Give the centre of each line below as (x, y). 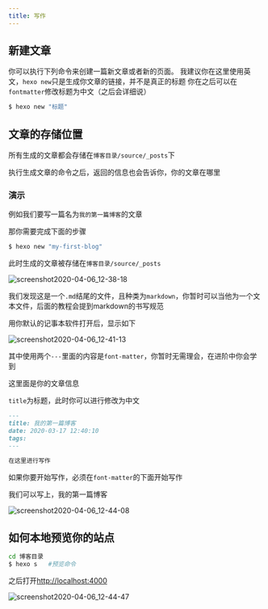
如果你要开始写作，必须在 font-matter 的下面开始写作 (96, 477)
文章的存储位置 (46, 134)
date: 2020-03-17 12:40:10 (54, 431)
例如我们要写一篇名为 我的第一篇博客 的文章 (75, 214)
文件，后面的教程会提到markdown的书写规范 (89, 306)
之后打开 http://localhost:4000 (58, 581)
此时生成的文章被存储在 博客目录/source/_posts (85, 263)
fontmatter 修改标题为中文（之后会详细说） (80, 92)
